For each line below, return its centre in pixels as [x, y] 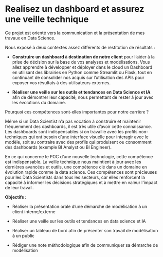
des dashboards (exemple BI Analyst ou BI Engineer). [58, 147]
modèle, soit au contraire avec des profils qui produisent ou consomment [78, 142]
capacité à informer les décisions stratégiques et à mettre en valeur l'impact [81, 182]
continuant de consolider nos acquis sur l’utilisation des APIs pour [78, 77]
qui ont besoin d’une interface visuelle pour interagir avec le [89, 137]
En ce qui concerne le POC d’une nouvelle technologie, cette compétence [79, 156]
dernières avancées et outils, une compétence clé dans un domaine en [76, 167]
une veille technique [47, 19]
